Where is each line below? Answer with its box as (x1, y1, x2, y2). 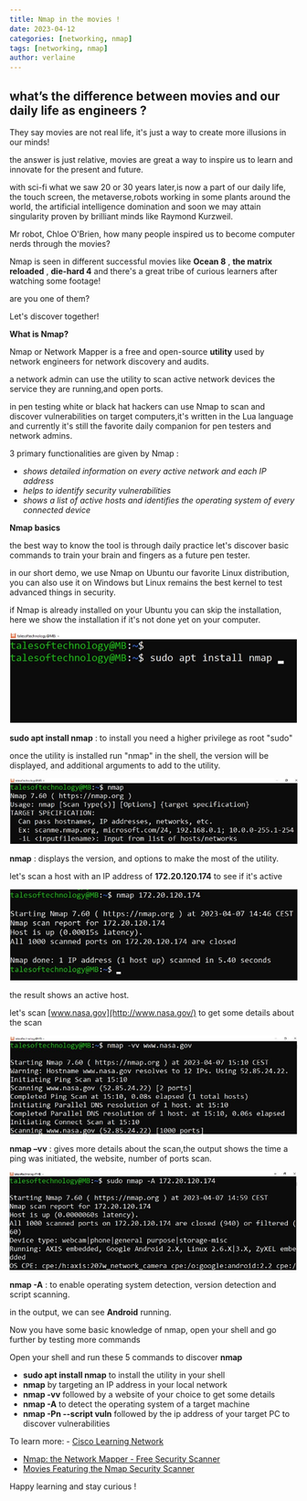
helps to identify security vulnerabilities (22, 484, 172, 495)
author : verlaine (9, 53, 76, 63)
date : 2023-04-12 (9, 24, 76, 34)
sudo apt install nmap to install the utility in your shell (22, 1369, 226, 1380)
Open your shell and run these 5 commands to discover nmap (9, 1351, 243, 1362)
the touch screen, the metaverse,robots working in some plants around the (9, 191, 291, 202)
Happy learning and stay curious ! (9, 1481, 137, 1492)
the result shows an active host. (9, 990, 130, 1001)
